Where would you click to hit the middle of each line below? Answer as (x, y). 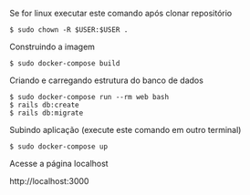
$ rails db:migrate (47, 113)
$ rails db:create (44, 105)
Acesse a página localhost (59, 164)
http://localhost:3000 (49, 181)
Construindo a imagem (52, 46)
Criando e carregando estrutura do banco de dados (106, 80)
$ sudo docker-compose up (58, 147)
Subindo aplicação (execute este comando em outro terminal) (125, 130)
